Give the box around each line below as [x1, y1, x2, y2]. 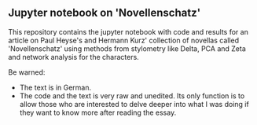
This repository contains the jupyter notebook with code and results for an [8, 27, 249, 36]
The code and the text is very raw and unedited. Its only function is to [19, 90, 245, 101]
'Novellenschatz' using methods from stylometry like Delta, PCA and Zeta [8, 43, 246, 53]
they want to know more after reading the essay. [19, 108, 177, 117]
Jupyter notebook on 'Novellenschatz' [8, 6, 201, 20]
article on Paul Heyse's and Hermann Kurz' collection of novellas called [8, 35, 240, 45]
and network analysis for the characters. [8, 52, 139, 61]
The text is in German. [19, 83, 92, 92]
